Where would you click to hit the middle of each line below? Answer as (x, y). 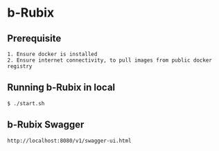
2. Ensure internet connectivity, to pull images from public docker (110, 60)
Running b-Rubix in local (61, 88)
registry (20, 66)
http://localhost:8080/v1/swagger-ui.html (69, 141)
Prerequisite (34, 38)
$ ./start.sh (26, 103)
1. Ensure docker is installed (52, 54)
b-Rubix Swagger (46, 125)
